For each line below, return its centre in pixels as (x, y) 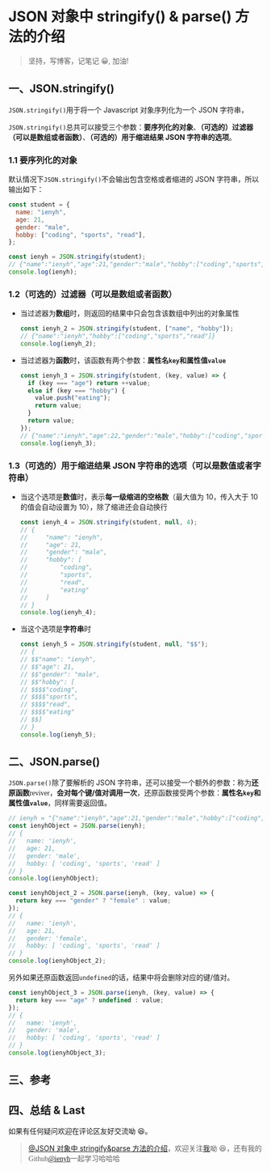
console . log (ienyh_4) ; (58, 613)
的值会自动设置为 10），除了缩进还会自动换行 (94, 507)
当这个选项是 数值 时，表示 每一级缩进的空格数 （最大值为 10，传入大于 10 (139, 496)
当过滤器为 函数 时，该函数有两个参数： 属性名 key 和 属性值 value (123, 360)
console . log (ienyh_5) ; (58, 734)
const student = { (39, 205)
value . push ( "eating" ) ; (73, 398)
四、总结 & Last (47, 1110)
